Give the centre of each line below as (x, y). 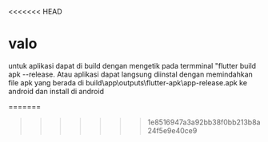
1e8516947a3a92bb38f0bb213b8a (204, 122)
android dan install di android (56, 91)
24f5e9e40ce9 (172, 130)
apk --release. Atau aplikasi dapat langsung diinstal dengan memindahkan (131, 74)
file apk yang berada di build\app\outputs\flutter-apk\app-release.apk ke (128, 82)
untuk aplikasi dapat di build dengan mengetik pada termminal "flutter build (132, 65)
